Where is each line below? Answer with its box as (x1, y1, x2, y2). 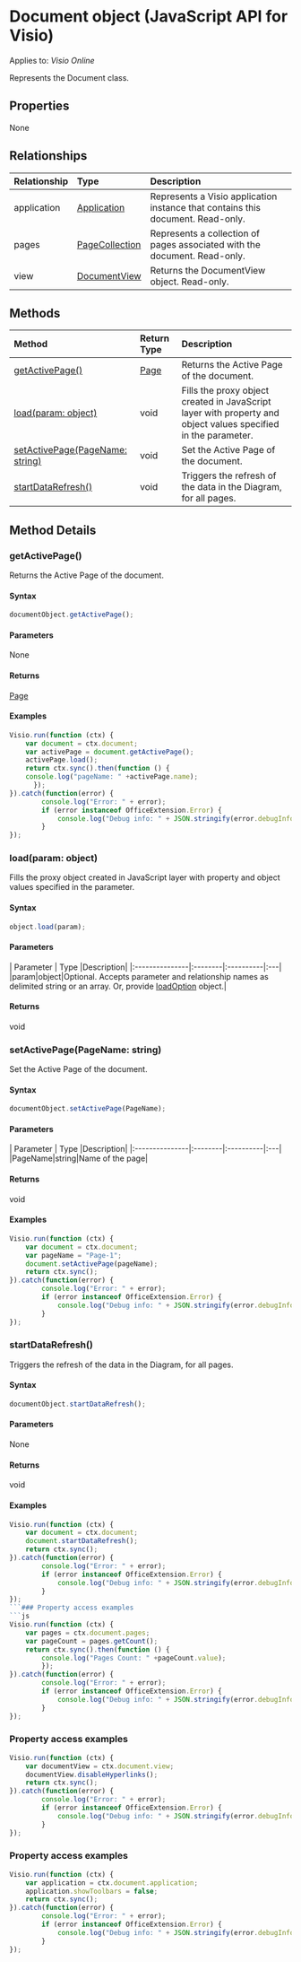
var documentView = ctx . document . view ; (25, 1761, 175, 1771)
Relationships (9, 148, 88, 163)
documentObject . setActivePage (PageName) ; (9, 1104, 167, 1113)
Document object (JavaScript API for (9, 6, 288, 27)
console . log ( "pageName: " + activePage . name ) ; (25, 772, 199, 781)
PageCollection (76, 238, 142, 250)
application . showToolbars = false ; (25, 1887, 159, 1896)
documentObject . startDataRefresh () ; (9, 1400, 146, 1409)
